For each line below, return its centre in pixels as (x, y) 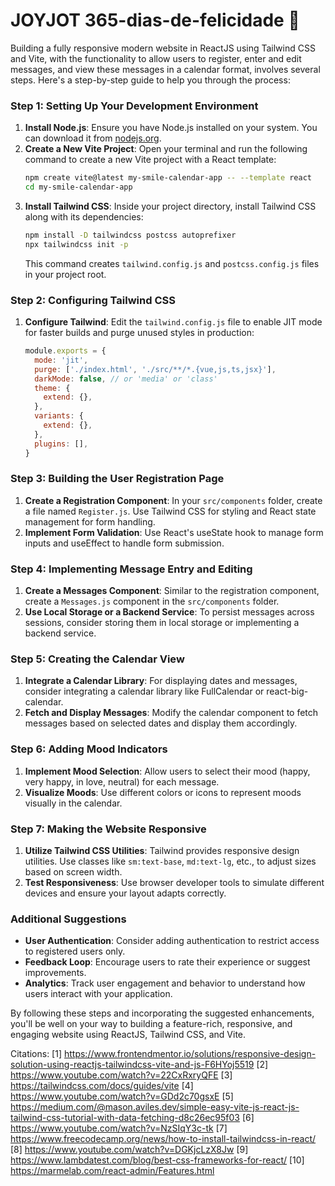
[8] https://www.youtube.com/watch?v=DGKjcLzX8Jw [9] (129, 1150)
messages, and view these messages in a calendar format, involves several (165, 69)
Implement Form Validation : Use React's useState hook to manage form (174, 532)
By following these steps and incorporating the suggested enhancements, (162, 1013)
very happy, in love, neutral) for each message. (122, 781)
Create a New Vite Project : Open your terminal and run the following (166, 149)
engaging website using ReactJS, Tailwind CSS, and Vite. (128, 1035)
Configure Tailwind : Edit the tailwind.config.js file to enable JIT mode (173, 322)
